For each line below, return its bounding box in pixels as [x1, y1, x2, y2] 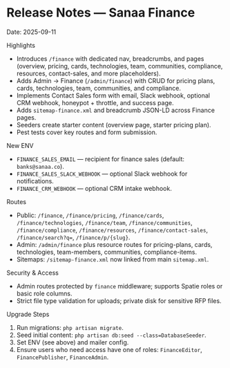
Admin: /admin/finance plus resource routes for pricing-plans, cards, [16, 240, 213, 248]
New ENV [6, 141, 34, 149]
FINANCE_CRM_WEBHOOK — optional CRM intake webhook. [16, 184, 172, 192]
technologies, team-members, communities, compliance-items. [16, 248, 198, 256]
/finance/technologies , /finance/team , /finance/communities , [16, 218, 193, 226]
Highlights [6, 41, 36, 49]
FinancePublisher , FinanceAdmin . [16, 353, 109, 361]
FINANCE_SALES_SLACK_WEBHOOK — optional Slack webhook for [16, 169, 188, 178]
